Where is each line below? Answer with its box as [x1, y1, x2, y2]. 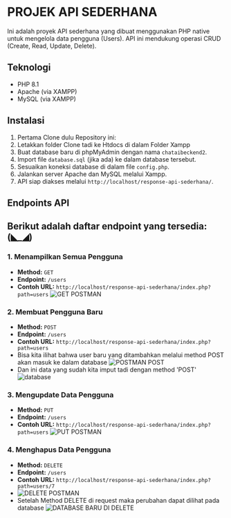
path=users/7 [17, 483, 55, 490]
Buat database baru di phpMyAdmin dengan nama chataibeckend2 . [17, 148, 207, 156]
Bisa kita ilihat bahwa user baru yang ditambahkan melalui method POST [17, 350, 225, 359]
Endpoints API [7, 197, 70, 209]
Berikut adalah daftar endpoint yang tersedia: [7, 220, 207, 232]
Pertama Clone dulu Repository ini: [17, 133, 116, 142]
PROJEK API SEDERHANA [7, 4, 158, 20]
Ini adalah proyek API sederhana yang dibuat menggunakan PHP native [7, 27, 210, 35]
